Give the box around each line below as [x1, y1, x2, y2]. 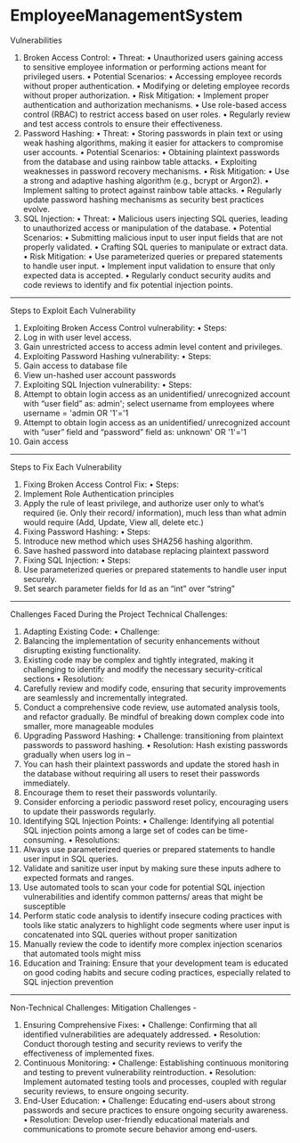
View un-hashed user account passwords [22, 369, 176, 380]
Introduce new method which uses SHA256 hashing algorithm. [22, 536, 253, 547]
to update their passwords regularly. [22, 806, 157, 817]
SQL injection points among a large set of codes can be [22, 825, 227, 835]
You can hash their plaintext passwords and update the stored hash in [22, 759, 280, 769]
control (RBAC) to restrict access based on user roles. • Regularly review [22, 109, 291, 119]
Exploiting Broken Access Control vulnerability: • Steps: [22, 322, 228, 333]
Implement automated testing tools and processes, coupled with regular [22, 1076, 288, 1087]
